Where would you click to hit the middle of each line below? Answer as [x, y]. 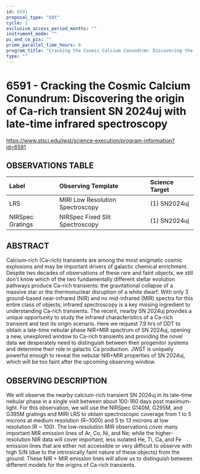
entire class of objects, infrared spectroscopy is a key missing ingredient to [98, 305]
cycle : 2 [17, 23]
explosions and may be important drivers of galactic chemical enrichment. [97, 267]
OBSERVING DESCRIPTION [57, 380]
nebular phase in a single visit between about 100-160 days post [85, 401]
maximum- [178, 401]
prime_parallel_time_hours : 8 [44, 45]
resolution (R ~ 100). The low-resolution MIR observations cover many [92, 427]
